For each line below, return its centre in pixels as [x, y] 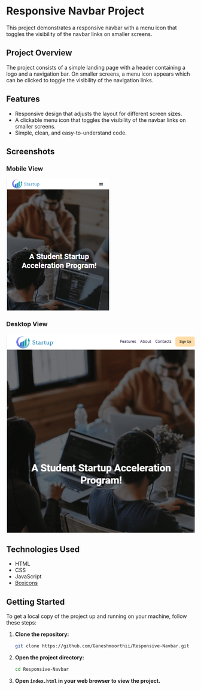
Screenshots [31, 151]
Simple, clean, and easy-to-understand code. [71, 133]
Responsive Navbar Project [75, 11]
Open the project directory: [50, 658]
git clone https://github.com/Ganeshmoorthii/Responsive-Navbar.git [102, 646]
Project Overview [39, 53]
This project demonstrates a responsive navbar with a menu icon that [92, 28]
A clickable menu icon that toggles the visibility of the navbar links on [100, 120]
